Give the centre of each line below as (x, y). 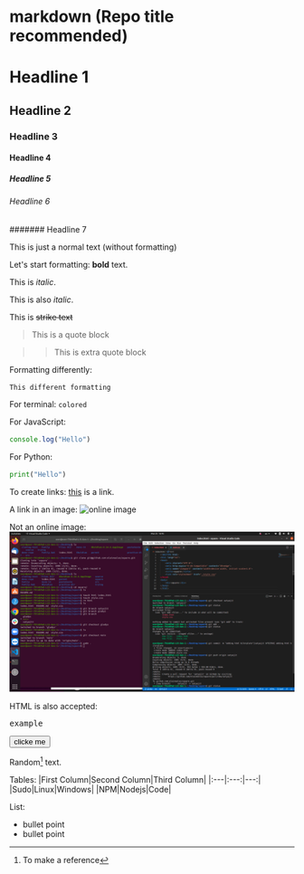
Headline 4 (30, 158)
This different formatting (60, 387)
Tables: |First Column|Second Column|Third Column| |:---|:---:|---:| (135, 779)
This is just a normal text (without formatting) (93, 247)
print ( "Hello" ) (38, 474)
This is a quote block (71, 334)
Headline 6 (30, 202)
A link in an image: (44, 509)
